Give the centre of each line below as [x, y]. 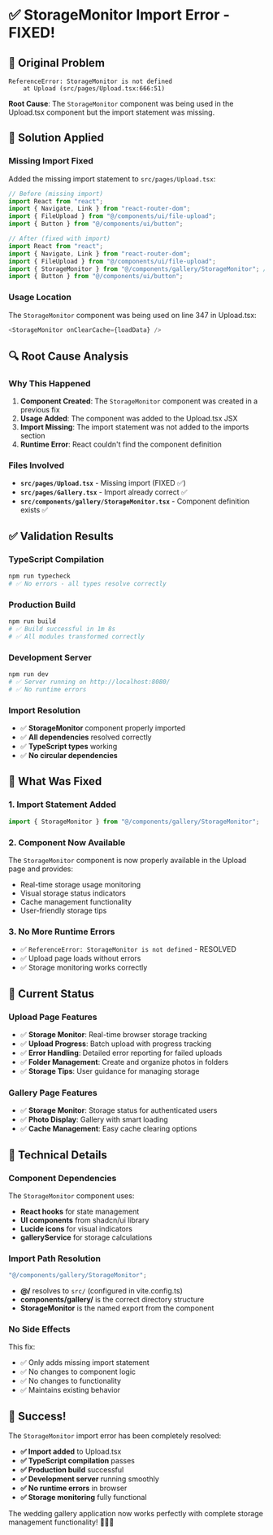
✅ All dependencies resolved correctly [86, 737]
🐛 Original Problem [57, 63]
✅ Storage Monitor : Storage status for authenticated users [119, 1110]
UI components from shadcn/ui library [84, 1220]
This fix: [22, 1347]
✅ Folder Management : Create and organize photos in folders [124, 1062]
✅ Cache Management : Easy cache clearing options [108, 1129]
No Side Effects [39, 1329]
